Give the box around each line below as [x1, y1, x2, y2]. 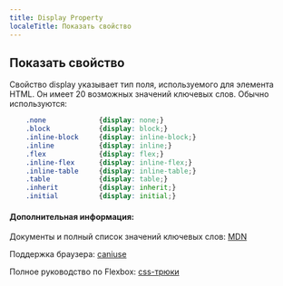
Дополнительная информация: [9, 211, 134, 222]
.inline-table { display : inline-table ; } [25, 167, 197, 176]
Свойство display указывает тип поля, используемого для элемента [9, 79, 274, 91]
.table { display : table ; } [25, 175, 169, 184]
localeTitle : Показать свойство [9, 22, 132, 31]
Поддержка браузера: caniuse [9, 249, 127, 260]
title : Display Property [9, 13, 103, 23]
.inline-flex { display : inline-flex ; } [25, 157, 193, 167]
